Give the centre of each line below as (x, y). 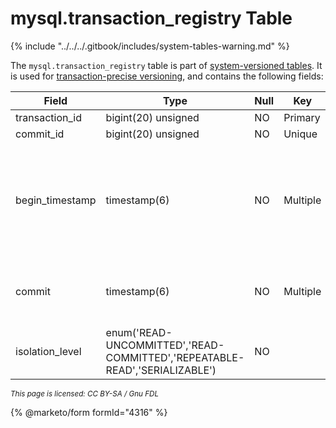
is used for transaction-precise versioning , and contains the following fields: (167, 76)
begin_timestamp (56, 200)
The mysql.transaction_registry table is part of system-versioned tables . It (166, 65)
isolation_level (48, 351)
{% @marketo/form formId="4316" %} (89, 412)
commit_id (40, 134)
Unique (300, 134)
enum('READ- (139, 332)
